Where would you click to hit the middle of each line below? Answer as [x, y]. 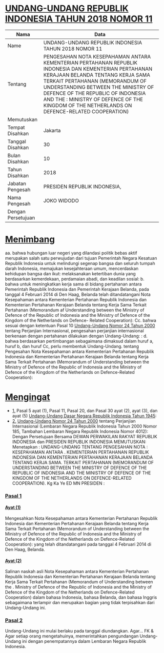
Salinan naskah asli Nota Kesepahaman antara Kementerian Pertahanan [77, 571]
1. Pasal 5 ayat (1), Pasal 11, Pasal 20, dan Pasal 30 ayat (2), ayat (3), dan [85, 410]
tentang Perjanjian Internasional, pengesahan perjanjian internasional [74, 330]
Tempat [16, 127]
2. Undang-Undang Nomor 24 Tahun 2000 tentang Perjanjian [74, 421]
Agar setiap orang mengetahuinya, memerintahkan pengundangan [72, 636]
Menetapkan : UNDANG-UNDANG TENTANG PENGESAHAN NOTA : [80, 447]
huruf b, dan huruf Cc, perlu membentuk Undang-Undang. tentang [72, 346]
